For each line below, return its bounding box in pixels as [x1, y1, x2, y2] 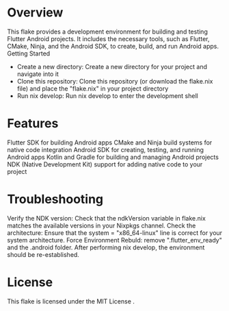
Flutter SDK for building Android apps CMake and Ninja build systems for [7, 138, 213, 147]
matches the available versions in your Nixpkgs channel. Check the [7, 221, 196, 229]
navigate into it [16, 70, 59, 78]
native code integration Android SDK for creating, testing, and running [7, 145, 204, 153]
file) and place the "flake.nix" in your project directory [16, 84, 169, 92]
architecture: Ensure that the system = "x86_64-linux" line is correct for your [7, 228, 223, 237]
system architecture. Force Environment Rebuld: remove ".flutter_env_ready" [7, 236, 222, 244]
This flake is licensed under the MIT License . [7, 297, 135, 306]
